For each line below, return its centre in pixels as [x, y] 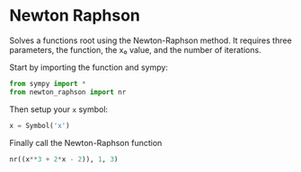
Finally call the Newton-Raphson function [86, 142]
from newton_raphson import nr [68, 92]
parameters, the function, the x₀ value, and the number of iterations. [136, 49]
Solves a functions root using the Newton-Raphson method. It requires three [150, 40]
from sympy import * [48, 83]
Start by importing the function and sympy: [89, 67]
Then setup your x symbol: [59, 109]
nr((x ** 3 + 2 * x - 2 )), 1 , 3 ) [64, 159]
